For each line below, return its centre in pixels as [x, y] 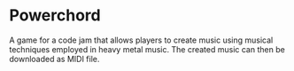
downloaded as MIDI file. [54, 59]
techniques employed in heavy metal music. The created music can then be [147, 49]
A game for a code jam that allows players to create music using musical [141, 40]
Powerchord [55, 16]
